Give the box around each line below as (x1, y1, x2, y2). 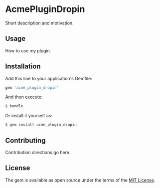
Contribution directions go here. (5, 150, 71, 155)
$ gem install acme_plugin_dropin (5, 122, 77, 128)
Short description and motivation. (5, 20, 74, 26)
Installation (5, 62, 41, 71)
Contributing (5, 136, 46, 145)
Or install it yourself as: (5, 113, 52, 119)
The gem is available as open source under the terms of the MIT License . (5, 177, 156, 183)
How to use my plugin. (5, 47, 51, 53)
